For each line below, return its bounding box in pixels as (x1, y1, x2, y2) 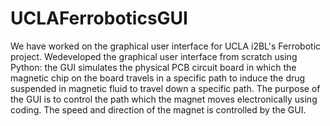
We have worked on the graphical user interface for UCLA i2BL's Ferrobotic (10, 40, 322, 52)
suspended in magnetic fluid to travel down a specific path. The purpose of (10, 82, 321, 94)
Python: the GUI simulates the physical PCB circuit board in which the (10, 61, 297, 73)
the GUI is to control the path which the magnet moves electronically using (10, 93, 318, 105)
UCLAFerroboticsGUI (10, 7, 188, 30)
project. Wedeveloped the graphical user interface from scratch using (10, 50, 298, 62)
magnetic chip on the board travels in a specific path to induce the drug (10, 72, 306, 84)
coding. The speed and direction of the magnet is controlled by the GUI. (10, 103, 307, 116)
